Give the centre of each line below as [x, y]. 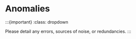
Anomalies [28, 9]
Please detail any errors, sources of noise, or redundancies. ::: [68, 31]
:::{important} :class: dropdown [37, 22]
